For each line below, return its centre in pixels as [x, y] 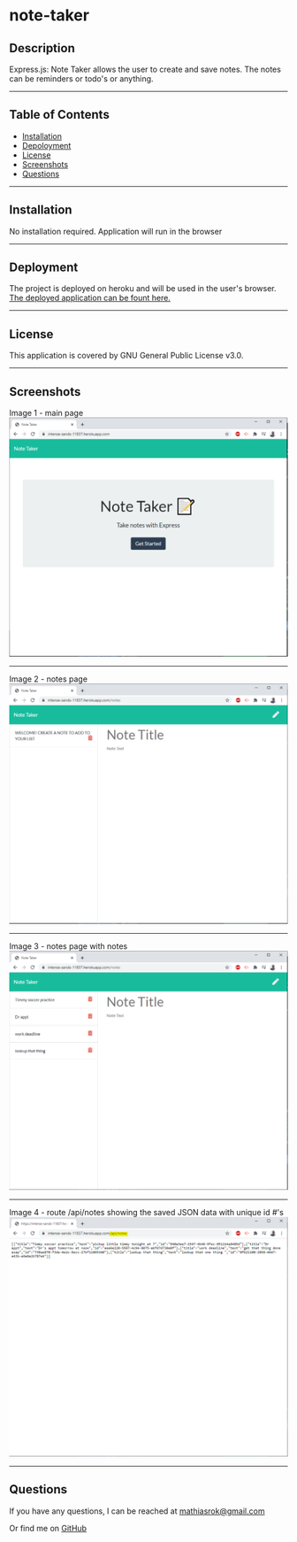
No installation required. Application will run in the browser [116, 231]
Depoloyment [46, 145]
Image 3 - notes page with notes [69, 946]
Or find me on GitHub [48, 1528]
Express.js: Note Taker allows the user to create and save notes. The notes [145, 69]
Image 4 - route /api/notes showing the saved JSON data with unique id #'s [147, 1213]
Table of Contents [60, 115]
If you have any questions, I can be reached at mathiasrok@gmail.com [137, 1511]
